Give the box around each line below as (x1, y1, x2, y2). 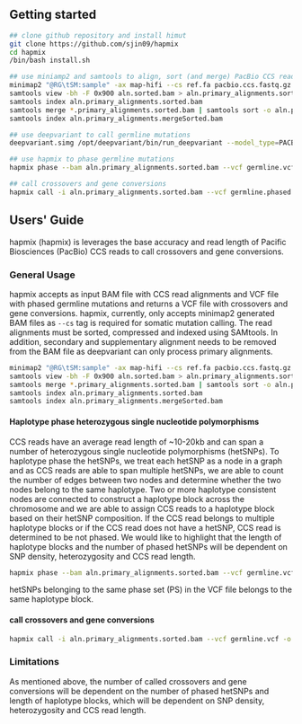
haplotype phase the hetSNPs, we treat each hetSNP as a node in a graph (9, 455, 283, 466)
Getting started (9, 7, 97, 22)
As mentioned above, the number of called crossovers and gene (9, 675, 247, 686)
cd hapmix (9, 48, 47, 57)
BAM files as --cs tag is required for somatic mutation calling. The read (9, 317, 272, 328)
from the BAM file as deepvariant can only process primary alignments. (9, 346, 273, 357)
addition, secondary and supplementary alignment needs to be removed (9, 336, 277, 347)
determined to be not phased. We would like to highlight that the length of (9, 532, 282, 543)
